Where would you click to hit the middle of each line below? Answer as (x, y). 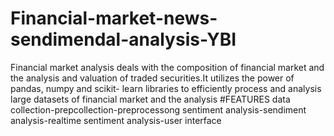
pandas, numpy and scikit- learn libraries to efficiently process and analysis (166, 88)
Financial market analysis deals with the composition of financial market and (167, 67)
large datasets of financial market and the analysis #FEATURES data (150, 99)
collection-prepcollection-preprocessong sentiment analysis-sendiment (158, 109)
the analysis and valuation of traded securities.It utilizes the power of (152, 78)
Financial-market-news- (114, 18)
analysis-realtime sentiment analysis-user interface (116, 120)
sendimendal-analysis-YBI (123, 39)
